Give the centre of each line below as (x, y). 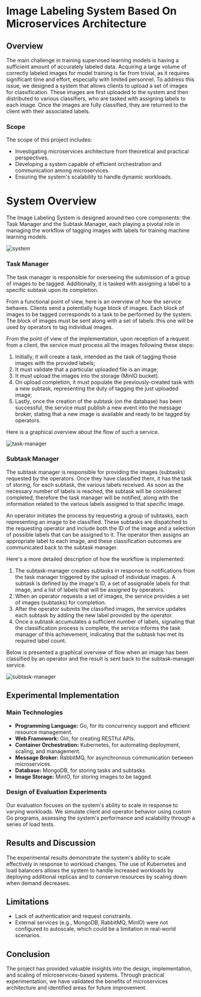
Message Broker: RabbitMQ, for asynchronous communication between (104, 757)
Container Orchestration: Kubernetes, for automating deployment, (97, 745)
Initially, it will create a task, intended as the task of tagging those (96, 356)
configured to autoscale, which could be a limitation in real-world (95, 929)
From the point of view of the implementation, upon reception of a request (98, 338)
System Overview (52, 201)
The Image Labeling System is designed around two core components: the (98, 218)
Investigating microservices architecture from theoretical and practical (102, 152)
